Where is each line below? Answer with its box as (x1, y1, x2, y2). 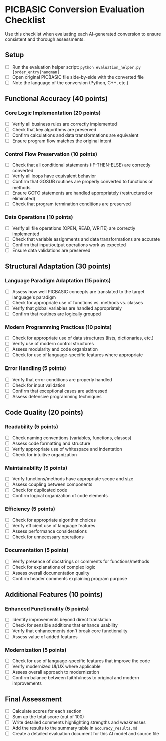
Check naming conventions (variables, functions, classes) (12, 435, 132, 441)
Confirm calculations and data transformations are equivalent (12, 132, 139, 138)
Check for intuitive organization (12, 451, 77, 457)
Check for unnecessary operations (12, 534, 84, 540)
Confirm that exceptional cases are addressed (12, 388, 108, 394)
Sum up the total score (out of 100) (12, 714, 84, 720)
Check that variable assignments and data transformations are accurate (12, 236, 160, 242)
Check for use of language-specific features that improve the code (12, 658, 150, 664)
